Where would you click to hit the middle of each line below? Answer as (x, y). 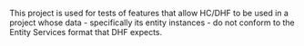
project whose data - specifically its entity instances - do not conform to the (152, 23)
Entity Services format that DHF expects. (86, 32)
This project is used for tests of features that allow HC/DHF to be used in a (149, 13)
